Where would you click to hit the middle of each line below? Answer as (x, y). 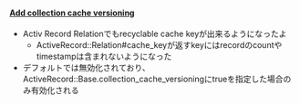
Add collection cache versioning (72, 13)
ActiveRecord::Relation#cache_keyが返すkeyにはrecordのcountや (159, 45)
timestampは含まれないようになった (104, 57)
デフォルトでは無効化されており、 (86, 68)
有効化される (55, 90)
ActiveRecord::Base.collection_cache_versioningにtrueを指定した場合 (153, 79)
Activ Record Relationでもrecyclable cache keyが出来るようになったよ (155, 34)
